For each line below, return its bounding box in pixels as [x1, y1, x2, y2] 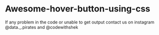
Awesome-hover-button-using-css [5, 3, 151, 14]
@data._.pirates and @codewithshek [5, 24, 79, 30]
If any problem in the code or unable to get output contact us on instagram [5, 19, 155, 25]
